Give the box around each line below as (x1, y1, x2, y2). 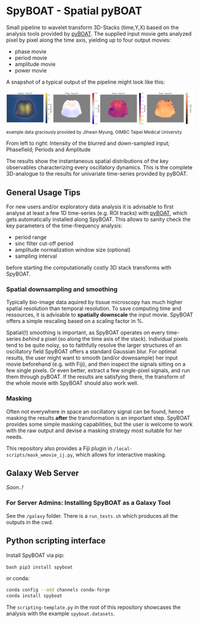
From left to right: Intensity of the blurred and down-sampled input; (6, 140, 170, 147)
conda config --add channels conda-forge (6, 587, 110, 593)
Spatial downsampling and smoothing (6, 285, 118, 293)
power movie (14, 67, 47, 74)
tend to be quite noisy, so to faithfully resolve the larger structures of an (6, 341, 182, 349)
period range (14, 233, 47, 241)
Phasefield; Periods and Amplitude (6, 146, 91, 153)
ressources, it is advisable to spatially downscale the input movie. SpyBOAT (6, 311, 194, 318)
